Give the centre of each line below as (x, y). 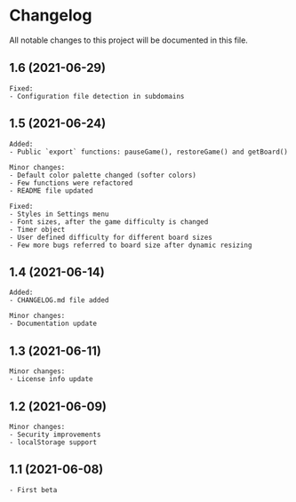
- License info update (51, 379)
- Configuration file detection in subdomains (97, 96)
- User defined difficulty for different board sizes (111, 237)
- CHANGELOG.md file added (59, 300)
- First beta (33, 490)
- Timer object (37, 229)
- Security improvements (55, 434)
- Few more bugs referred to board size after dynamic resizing (131, 245)
